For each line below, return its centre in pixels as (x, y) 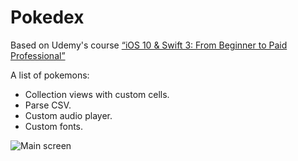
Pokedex (47, 17)
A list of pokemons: (50, 75)
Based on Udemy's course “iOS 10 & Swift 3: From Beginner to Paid (149, 45)
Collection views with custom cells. (97, 94)
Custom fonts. (54, 126)
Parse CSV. (48, 105)
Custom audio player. (68, 115)
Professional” (38, 55)
